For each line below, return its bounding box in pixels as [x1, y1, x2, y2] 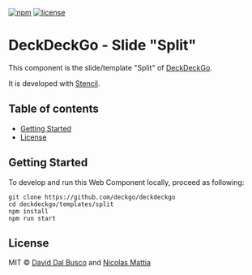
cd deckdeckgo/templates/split [8, 200, 114, 208]
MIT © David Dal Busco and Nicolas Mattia [8, 258, 152, 268]
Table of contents [8, 102, 99, 116]
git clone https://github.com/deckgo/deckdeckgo [8, 193, 176, 201]
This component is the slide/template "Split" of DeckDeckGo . [8, 62, 212, 72]
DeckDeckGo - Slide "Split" [8, 37, 197, 54]
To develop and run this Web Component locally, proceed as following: [8, 177, 245, 187]
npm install [8, 207, 49, 215]
